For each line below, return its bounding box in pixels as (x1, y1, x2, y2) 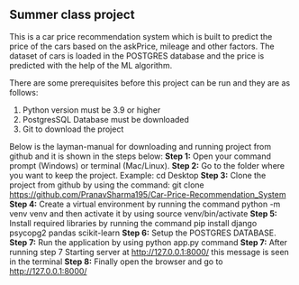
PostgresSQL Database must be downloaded (22, 114, 189, 124)
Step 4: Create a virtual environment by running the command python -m (9, 198, 281, 209)
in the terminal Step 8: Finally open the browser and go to (9, 256, 223, 267)
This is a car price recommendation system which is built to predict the (9, 31, 273, 41)
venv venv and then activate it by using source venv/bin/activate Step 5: (9, 207, 277, 219)
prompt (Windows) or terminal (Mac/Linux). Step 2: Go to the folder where (9, 160, 285, 170)
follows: (9, 87, 39, 97)
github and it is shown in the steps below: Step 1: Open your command (9, 151, 272, 161)
